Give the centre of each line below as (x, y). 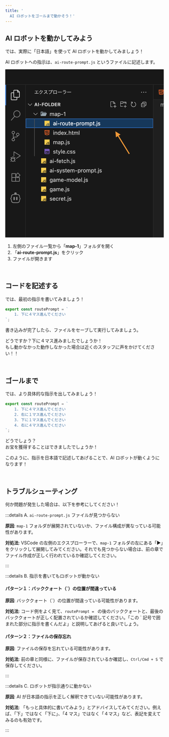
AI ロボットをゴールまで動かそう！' (43, 16)
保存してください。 (25, 665)
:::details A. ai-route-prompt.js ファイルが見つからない (62, 515)
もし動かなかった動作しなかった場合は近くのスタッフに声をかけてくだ (78, 347)
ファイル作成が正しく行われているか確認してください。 (62, 555)
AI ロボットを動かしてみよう (49, 38)
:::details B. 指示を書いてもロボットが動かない (52, 576)
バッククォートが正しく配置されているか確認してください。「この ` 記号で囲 (83, 617)
